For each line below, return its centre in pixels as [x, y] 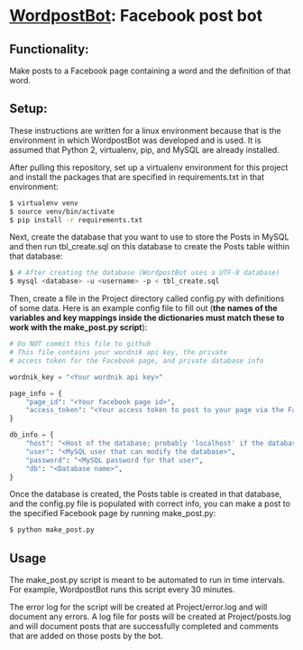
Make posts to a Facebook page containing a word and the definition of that [150, 71]
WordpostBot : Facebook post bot [136, 16]
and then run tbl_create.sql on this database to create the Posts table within [150, 247]
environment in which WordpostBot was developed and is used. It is [135, 140]
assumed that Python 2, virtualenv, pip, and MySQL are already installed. [144, 149]
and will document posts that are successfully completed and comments [144, 626]
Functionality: [49, 49]
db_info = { [32, 435]
